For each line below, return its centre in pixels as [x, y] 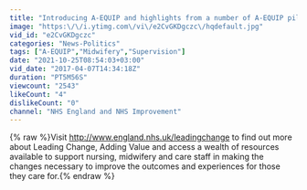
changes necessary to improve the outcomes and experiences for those [145, 166]
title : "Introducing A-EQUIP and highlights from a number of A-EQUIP [147, 18]
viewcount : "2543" [44, 86]
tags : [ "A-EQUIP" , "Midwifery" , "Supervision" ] [97, 52]
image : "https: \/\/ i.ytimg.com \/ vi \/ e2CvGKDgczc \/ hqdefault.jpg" [136, 26]
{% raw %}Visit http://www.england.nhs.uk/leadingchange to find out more [151, 137]
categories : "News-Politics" [65, 43]
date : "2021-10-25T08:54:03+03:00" [77, 60]
